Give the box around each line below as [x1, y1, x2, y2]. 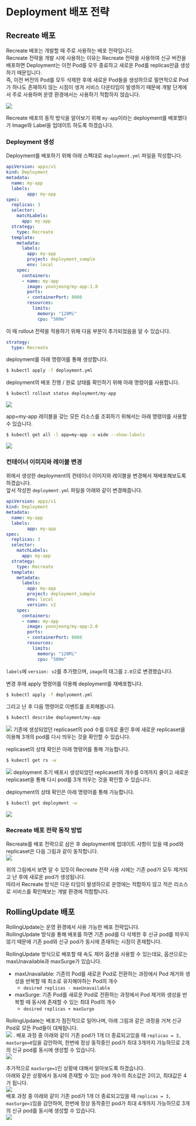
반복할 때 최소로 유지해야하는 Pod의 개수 [25, 978, 118, 985]
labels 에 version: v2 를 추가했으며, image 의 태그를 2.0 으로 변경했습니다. [6, 668, 173, 675]
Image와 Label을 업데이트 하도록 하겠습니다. [12, 122, 114, 129]
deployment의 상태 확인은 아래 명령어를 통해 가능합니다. [6, 788, 135, 796]
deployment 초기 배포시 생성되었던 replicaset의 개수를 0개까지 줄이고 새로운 [13, 769, 189, 776]
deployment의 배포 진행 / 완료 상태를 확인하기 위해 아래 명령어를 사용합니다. [6, 379, 180, 386]
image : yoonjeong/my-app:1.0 [27, 283, 98, 290]
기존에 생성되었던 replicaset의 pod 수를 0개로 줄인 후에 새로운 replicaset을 [13, 726, 185, 733]
